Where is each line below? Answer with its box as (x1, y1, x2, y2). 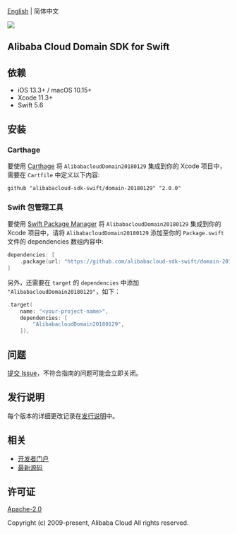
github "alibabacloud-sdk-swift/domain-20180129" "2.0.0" (7, 184, 181, 191)
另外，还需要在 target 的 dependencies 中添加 (7, 278, 140, 287)
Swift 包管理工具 (7, 202, 63, 212)
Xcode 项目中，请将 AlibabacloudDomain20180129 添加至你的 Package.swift (7, 229, 224, 237)
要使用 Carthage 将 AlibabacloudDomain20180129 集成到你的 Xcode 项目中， (7, 162, 226, 170)
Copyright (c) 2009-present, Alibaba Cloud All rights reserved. (7, 518, 189, 527)
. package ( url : (20, 258, 61, 266)
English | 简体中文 (7, 7, 59, 15)
